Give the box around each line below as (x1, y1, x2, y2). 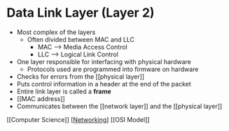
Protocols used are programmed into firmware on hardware (27, 65, 199, 73)
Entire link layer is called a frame (16, 87, 111, 95)
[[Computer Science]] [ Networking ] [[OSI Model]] (6, 115, 150, 123)
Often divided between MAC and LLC (27, 35, 134, 43)
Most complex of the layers (16, 28, 96, 36)
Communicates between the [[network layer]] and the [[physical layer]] (16, 102, 223, 110)
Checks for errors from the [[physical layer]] (16, 72, 145, 81)
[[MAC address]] (16, 94, 66, 102)
